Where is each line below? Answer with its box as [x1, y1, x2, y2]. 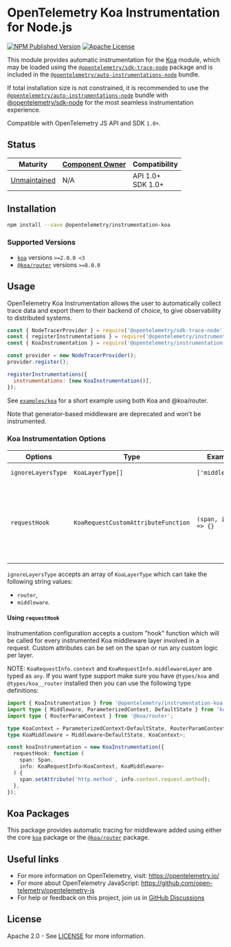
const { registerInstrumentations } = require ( [7, 333, 146, 340]
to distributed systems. [7, 314, 72, 322]
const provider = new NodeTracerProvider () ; [7, 352, 137, 359]
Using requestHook [7, 613, 60, 622]
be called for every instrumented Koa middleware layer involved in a [7, 636, 199, 645]
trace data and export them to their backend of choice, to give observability [7, 306, 221, 314]
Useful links [7, 853, 60, 865]
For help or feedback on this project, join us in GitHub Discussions [16, 894, 205, 902]
